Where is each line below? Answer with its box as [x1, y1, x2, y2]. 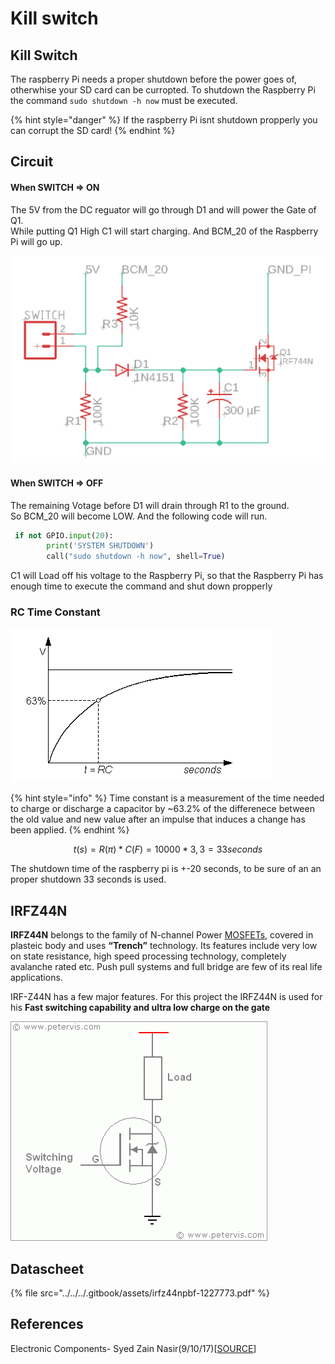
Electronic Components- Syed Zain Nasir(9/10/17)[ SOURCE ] [10, 1342, 257, 1354]
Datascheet [10, 1260, 85, 1277]
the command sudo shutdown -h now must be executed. [10, 95, 238, 106]
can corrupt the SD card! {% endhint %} [10, 125, 176, 136]
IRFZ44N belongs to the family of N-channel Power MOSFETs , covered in [10, 929, 314, 941]
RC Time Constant [10, 605, 101, 619]
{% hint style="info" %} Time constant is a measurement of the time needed [10, 792, 325, 804]
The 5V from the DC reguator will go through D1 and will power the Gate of [10, 203, 317, 216]
